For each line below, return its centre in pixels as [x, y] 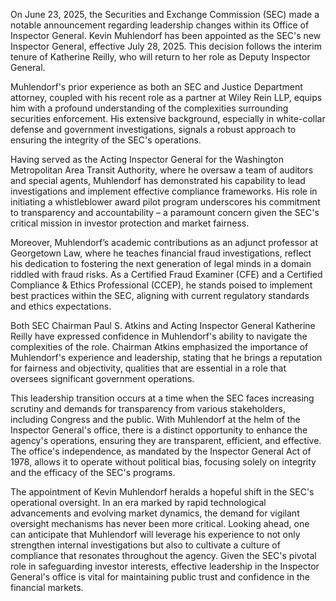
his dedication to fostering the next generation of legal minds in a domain [161, 263]
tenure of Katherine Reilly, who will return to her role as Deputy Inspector [160, 57]
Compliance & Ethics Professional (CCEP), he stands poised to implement [161, 285]
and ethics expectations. [61, 306]
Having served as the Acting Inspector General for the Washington [147, 159]
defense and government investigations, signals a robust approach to [153, 129]
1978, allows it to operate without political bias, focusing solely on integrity [163, 462]
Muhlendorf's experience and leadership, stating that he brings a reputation [166, 357]
